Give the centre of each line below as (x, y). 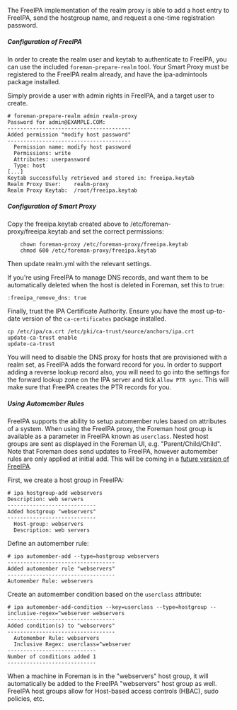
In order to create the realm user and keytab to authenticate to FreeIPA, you (117, 59)
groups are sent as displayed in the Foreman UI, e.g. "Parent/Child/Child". (114, 443)
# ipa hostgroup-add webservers (55, 493)
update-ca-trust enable (42, 338)
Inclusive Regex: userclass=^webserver (73, 644)
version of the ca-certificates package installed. (94, 319)
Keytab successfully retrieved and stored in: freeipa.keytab (101, 178)
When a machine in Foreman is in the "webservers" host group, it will (108, 676)
